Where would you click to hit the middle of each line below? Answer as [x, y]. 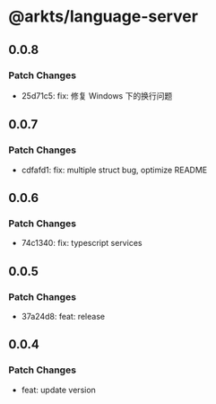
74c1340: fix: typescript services [82, 243]
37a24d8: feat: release [63, 316]
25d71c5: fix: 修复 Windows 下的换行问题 [97, 95]
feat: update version [58, 390]
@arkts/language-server [104, 17]
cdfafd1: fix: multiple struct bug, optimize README [114, 170]
